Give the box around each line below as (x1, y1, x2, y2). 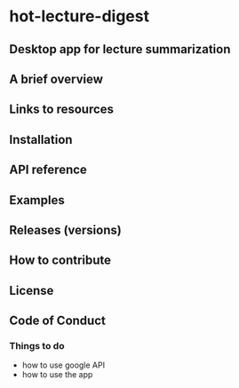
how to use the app (21, 369, 93, 380)
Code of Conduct (9, 313, 107, 329)
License (9, 282, 54, 298)
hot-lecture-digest (9, 6, 149, 27)
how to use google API (21, 360, 105, 370)
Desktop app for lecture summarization (9, 42, 231, 57)
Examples (9, 193, 65, 208)
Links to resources (9, 102, 114, 117)
